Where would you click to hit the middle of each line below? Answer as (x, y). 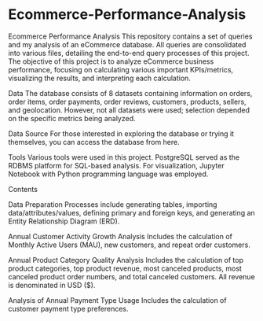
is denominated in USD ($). (52, 285)
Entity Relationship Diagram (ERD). (64, 221)
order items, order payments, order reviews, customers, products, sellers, (127, 101)
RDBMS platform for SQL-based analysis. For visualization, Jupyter (117, 165)
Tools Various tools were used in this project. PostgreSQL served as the (124, 157)
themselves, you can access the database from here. (94, 142)
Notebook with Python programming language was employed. (108, 174)
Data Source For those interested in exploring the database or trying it (121, 133)
